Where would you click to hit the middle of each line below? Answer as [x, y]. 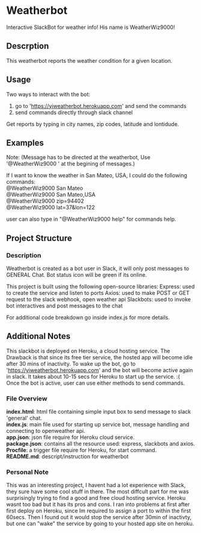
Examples [25, 143]
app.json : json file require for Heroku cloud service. [70, 437]
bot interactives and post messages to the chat [65, 306]
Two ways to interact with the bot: [48, 94]
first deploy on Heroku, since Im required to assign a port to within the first [99, 511]
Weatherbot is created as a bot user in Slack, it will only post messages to [98, 268]
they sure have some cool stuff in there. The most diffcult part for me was [97, 491]
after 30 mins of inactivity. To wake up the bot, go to [71, 364]
